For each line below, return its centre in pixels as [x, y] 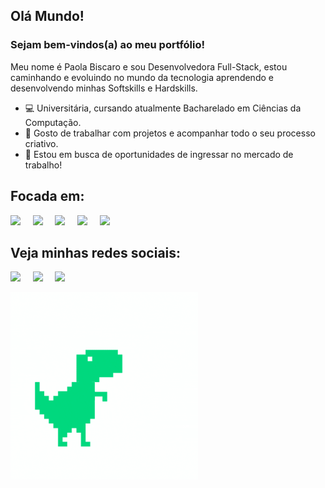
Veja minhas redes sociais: [96, 252]
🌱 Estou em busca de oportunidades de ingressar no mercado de [159, 154]
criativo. [41, 143]
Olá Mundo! [47, 16]
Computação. [53, 122]
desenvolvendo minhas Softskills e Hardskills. [104, 88]
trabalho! [43, 165]
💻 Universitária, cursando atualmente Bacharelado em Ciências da [163, 108]
